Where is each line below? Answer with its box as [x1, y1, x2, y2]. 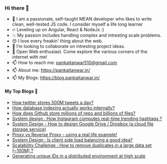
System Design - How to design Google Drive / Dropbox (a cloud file [12, 121, 154, 127]
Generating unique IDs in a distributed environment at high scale [12, 153, 146, 159]
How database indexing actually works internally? [12, 105, 115, 111]
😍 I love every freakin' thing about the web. [12, 38, 103, 44]
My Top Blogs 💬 [5, 88, 38, 94]
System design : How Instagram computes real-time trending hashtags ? [12, 115, 162, 121]
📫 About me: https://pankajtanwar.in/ [12, 67, 91, 73]
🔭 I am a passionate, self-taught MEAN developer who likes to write [12, 16, 152, 22]
